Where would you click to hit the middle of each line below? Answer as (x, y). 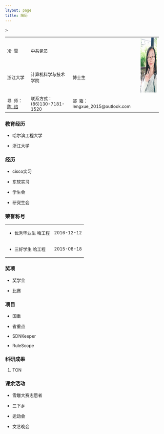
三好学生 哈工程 (30, 249)
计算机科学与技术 (48, 74)
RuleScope (23, 345)
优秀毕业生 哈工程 (32, 233)
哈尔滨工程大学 (27, 135)
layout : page (18, 10)
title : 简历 (16, 15)
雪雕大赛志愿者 (27, 395)
